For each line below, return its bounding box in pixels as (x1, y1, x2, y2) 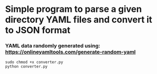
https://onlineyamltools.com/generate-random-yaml (5, 49, 136, 56)
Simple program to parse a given (5, 3, 142, 15)
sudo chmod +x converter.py (5, 60, 64, 65)
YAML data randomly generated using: (5, 42, 100, 49)
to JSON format (5, 25, 71, 36)
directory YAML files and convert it (5, 14, 153, 25)
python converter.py (5, 64, 48, 69)
